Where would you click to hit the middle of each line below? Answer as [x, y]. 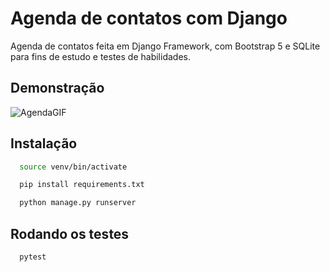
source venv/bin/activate [73, 167]
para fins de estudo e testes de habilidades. [100, 56]
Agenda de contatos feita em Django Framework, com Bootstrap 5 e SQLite [165, 46]
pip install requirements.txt [82, 185]
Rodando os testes [70, 233]
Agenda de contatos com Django [149, 18]
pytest [33, 257]
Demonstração [57, 88]
